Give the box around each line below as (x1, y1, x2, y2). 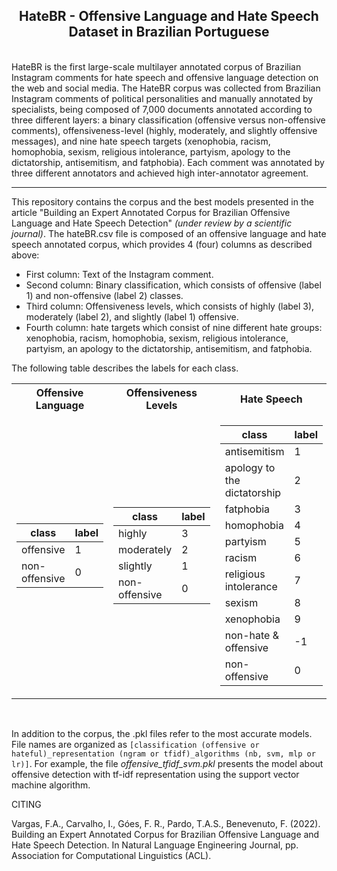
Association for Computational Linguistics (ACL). (11, 849, 212, 861)
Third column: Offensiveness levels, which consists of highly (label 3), (25, 300, 315, 312)
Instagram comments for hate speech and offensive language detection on (11, 71, 319, 83)
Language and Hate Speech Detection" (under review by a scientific (11, 217, 293, 229)
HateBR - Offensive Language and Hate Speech (19, 8, 319, 25)
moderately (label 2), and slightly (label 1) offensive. (25, 310, 239, 323)
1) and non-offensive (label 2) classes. (25, 289, 184, 301)
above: (11, 249, 40, 261)
